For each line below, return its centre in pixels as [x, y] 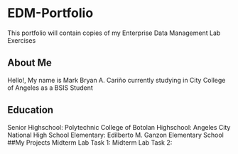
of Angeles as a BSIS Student [50, 88]
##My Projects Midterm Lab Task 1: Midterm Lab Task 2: [90, 142]
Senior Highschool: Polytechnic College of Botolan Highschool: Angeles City [119, 127]
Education [31, 110]
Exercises [22, 40]
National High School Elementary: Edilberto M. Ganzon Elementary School [115, 135]
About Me [29, 63]
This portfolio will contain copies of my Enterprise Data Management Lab [114, 33]
